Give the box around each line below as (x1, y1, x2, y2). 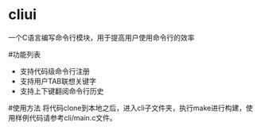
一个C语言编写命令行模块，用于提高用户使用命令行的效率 (8, 32, 195, 42)
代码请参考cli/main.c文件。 (29, 113, 117, 122)
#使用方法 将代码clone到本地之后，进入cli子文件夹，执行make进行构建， (8, 103, 247, 113)
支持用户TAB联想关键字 (19, 76, 97, 86)
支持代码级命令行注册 (19, 66, 90, 76)
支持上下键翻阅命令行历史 (19, 86, 104, 96)
